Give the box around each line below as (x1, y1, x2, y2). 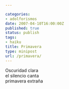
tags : (5, 35, 17, 40)
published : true (5, 25, 39, 30)
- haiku (5, 39, 22, 45)
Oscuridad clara (5, 67, 39, 73)
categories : (5, 11, 30, 16)
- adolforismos (5, 16, 37, 21)
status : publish (5, 30, 39, 35)
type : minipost (5, 48, 37, 54)
